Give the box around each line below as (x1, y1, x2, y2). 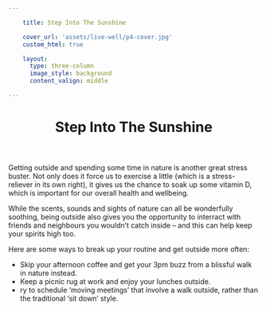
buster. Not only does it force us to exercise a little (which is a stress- (8, 172, 236, 181)
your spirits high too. (8, 229, 76, 239)
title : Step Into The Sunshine (22, 18, 127, 26)
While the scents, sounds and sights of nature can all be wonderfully (8, 204, 233, 213)
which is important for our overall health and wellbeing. (8, 189, 190, 198)
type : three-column (29, 62, 94, 70)
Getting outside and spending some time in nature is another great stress (8, 163, 248, 173)
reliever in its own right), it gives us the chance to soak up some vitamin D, (8, 180, 252, 189)
